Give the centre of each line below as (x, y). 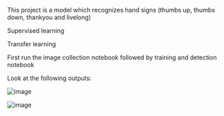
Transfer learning (32, 44)
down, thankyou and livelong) (49, 17)
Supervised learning (36, 31)
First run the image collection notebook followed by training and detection (112, 57)
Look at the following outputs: (49, 78)
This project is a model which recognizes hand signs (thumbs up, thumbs (111, 10)
